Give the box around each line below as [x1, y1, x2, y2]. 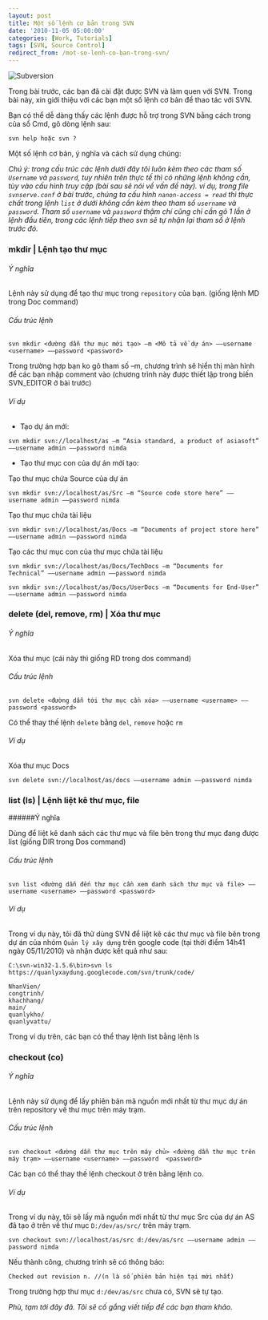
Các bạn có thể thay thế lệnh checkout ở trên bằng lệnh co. [8, 1169, 204, 1179]
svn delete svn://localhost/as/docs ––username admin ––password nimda [8, 777, 252, 785]
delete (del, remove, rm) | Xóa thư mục [8, 608, 162, 620]
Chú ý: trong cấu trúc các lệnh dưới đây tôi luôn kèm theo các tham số [8, 164, 242, 173]
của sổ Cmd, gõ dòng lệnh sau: [8, 119, 112, 128]
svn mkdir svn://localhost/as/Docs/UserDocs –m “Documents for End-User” [8, 583, 260, 591]
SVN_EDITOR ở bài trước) [8, 378, 92, 388]
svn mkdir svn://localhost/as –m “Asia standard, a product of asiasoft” [8, 437, 260, 445]
